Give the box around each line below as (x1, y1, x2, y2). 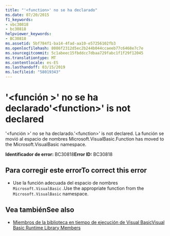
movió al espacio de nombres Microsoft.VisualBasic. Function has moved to (5, 135, 164, 142)
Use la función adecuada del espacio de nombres (12, 180, 118, 186)
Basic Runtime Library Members (12, 224, 81, 231)
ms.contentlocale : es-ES (5, 60, 59, 65)
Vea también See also (5, 206, 74, 214)
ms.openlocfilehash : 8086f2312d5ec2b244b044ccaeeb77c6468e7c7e (5, 46, 144, 51)
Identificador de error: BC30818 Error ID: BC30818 (5, 151, 113, 157)
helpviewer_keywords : (5, 31, 52, 36)
